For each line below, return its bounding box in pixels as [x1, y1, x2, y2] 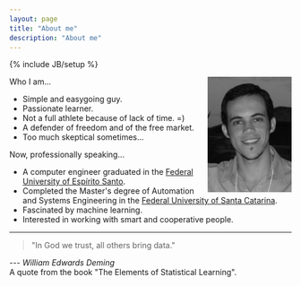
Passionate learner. [21, 103, 94, 114]
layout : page [9, 14, 58, 23]
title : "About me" [9, 23, 78, 33]
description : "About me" [9, 33, 102, 42]
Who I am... [9, 76, 52, 87]
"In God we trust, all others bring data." [30, 240, 176, 251]
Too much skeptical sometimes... [21, 132, 145, 143]
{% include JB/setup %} [9, 59, 99, 70]
